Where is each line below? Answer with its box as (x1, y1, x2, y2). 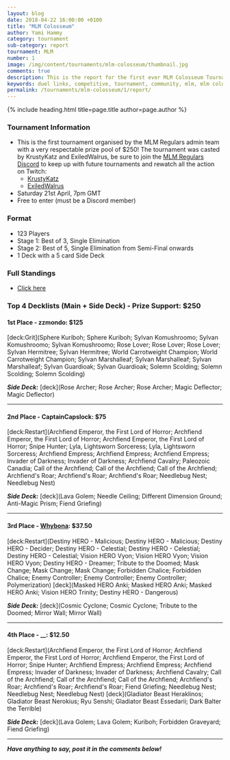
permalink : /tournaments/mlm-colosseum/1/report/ (7, 87, 152, 93)
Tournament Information (7, 123, 90, 133)
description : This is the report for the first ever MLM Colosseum (7, 73, 204, 81)
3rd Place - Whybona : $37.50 (7, 521, 92, 529)
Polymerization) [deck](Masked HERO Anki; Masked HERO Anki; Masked (7, 581, 212, 589)
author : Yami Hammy (7, 29, 63, 36)
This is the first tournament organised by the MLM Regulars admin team (16, 138, 220, 146)
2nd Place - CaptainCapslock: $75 (7, 413, 107, 421)
